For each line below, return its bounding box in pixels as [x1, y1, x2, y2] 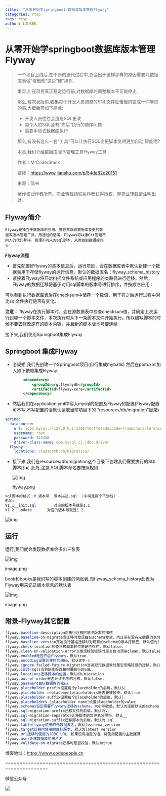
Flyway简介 [5, 213, 41, 221]
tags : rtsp [5, 16, 28, 21]
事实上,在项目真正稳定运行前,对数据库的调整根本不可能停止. [17, 88, 138, 94]
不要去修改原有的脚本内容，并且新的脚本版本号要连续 [9, 321, 118, 327]
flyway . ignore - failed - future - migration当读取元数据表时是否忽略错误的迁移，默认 [5, 663, 161, 667]
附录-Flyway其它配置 [5, 617, 70, 625]
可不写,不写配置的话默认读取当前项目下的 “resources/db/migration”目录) [12, 407, 160, 413]
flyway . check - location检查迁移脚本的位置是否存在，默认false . [5, 644, 124, 649]
